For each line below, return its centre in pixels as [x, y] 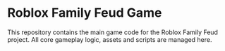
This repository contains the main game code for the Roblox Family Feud [113, 32]
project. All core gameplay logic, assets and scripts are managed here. [110, 39]
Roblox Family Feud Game [85, 13]
